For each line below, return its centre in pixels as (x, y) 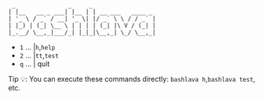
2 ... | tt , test (39, 55)
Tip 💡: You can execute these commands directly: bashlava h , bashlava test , (132, 79)
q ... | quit (35, 64)
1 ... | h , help (37, 47)
